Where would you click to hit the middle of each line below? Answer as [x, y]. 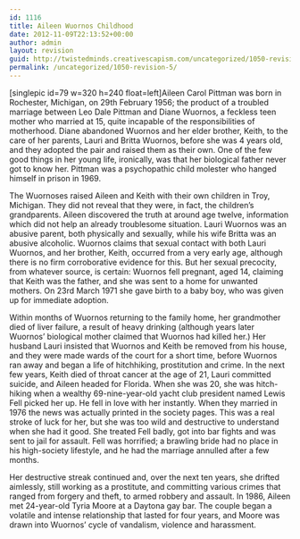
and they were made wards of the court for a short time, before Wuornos [143, 355]
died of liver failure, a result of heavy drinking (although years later [132, 326]
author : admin [36, 42]
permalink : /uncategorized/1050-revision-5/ [93, 68]
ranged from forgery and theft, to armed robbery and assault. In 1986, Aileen [150, 496]
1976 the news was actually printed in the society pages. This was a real [142, 412]
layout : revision [42, 51]
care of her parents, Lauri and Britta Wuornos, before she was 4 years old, [146, 140]
